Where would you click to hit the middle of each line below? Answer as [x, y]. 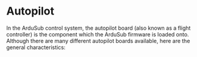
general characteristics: [36, 47]
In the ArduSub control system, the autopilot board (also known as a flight [98, 28]
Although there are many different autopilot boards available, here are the [98, 41]
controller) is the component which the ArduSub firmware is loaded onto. [98, 34]
